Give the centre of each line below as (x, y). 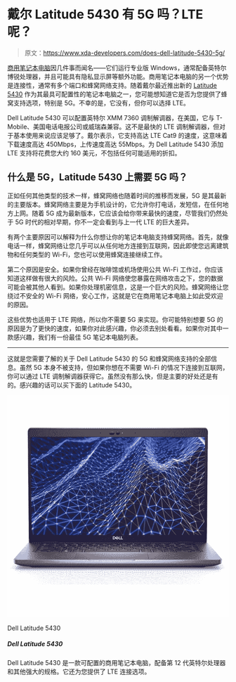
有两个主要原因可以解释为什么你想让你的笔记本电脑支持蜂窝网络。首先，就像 (118, 237)
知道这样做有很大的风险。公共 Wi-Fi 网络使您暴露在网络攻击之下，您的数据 (115, 278)
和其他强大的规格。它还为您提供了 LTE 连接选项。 (79, 671)
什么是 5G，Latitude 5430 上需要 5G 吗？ (98, 178)
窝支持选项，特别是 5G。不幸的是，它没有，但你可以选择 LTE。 (98, 103)
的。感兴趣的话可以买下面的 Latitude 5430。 (72, 385)
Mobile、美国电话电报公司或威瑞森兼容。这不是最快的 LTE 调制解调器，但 (113, 127)
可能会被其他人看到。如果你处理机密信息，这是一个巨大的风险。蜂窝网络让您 (118, 287)
